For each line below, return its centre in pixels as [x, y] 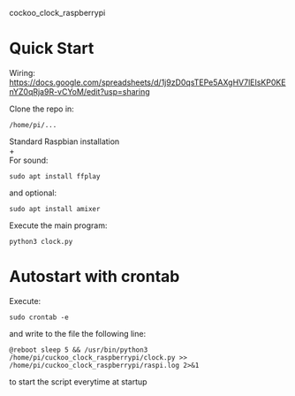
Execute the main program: [58, 225]
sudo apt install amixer [55, 209]
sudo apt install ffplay [55, 176]
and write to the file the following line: [78, 333]
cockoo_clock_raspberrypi [57, 13]
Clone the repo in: [42, 109]
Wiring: [22, 72]
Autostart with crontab [95, 277]
